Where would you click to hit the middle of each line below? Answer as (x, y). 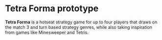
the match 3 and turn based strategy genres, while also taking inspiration (79, 27)
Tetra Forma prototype (52, 9)
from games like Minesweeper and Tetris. (47, 32)
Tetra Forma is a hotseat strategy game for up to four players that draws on (81, 22)
